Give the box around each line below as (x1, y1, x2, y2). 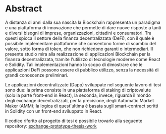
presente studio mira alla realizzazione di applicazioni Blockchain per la (5, 51, 151, 57)
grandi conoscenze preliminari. (5, 72, 68, 78)
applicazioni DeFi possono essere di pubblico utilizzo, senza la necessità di (5, 67, 159, 72)
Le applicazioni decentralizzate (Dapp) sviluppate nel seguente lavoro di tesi (5, 81, 161, 87)
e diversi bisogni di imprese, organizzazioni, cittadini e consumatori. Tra (5, 30, 152, 36)
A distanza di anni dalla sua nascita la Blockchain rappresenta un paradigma (5, 19, 161, 25)
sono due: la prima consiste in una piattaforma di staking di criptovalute (5, 87, 151, 93)
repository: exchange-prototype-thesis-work (5, 123, 97, 129)
